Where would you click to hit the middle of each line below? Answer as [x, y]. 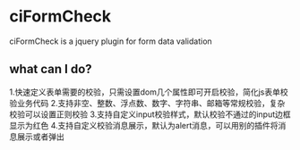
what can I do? [51, 69]
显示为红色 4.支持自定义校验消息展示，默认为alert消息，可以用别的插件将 [144, 125]
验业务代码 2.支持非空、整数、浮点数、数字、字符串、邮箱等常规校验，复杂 [147, 103]
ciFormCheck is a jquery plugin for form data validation [111, 41]
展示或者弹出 [40, 137]
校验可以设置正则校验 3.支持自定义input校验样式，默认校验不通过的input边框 [150, 114]
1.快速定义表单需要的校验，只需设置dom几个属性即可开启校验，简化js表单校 [149, 92]
